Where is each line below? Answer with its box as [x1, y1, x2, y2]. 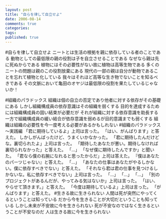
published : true [5, 35, 39, 40]
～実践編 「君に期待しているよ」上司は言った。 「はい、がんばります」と [5, 128, 155, 134]
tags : [5, 30, 16, 35]
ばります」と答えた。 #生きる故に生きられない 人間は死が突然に [9, 190, 141, 196]
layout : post [5, 7, 32, 12]
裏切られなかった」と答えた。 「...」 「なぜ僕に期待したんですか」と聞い [5, 146, 155, 152]
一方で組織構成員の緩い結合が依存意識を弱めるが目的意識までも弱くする [5, 115, 153, 122]
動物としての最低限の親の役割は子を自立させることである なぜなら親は [10, 55, 155, 61]
